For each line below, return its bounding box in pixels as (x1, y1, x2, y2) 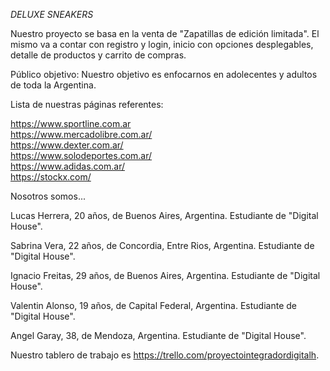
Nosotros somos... (10, 190, 86, 202)
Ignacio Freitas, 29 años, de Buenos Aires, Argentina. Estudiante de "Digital (10, 270, 321, 281)
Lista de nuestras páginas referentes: (10, 99, 164, 110)
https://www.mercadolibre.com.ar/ (10, 129, 153, 140)
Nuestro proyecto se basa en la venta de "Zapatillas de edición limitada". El (10, 28, 320, 39)
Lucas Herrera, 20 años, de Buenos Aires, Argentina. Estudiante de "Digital (10, 210, 319, 221)
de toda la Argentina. (10, 79, 97, 91)
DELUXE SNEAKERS (10, 9, 94, 20)
